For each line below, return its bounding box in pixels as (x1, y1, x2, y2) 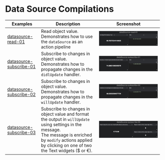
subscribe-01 (7, 64, 36, 70)
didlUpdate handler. (41, 71, 81, 77)
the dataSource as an (41, 38, 83, 45)
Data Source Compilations (5, 3, 114, 15)
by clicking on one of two (41, 142, 92, 148)
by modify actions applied (41, 137, 92, 143)
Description (55, 21, 81, 27)
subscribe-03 (7, 129, 36, 135)
